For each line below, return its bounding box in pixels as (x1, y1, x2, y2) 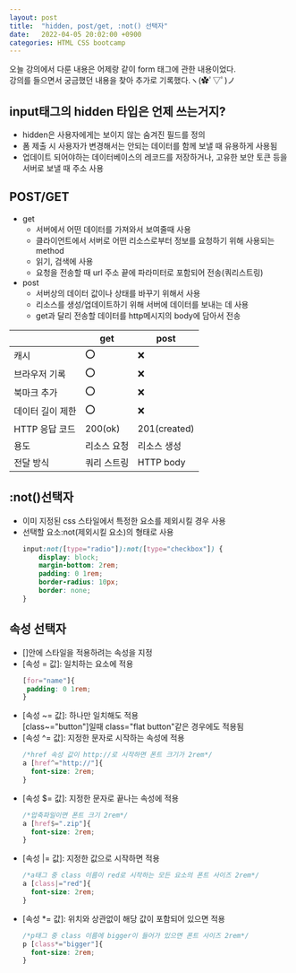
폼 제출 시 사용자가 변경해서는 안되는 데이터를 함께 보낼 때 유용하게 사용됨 (21, 141, 278, 152)
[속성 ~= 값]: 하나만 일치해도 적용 (21, 710, 139, 721)
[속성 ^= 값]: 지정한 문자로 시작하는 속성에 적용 (21, 733, 185, 743)
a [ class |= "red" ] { (21, 880, 91, 889)
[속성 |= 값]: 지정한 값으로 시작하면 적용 (21, 853, 160, 864)
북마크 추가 (13, 387, 58, 399)
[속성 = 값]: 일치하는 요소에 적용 (21, 658, 134, 669)
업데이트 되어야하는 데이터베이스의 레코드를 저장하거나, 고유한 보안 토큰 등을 (21, 152, 288, 162)
